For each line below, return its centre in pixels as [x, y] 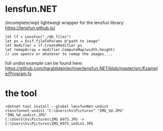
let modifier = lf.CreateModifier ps [44, 45]
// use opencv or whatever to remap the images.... [59, 54]
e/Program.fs [18, 73]
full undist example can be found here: [44, 63]
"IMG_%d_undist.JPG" [26, 115]
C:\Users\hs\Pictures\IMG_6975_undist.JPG [49, 124]
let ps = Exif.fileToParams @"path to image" [52, 41]
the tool [21, 93]
